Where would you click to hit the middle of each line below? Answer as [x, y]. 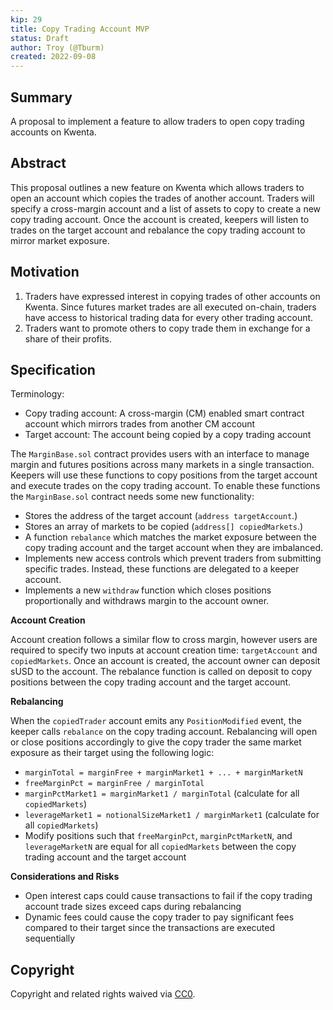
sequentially [50, 938]
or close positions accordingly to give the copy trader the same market [156, 742]
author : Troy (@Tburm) [57, 47]
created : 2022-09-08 [53, 57]
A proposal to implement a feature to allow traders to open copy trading [157, 121]
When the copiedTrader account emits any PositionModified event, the [156, 721]
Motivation [45, 272]
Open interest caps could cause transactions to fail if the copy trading [168, 896]
